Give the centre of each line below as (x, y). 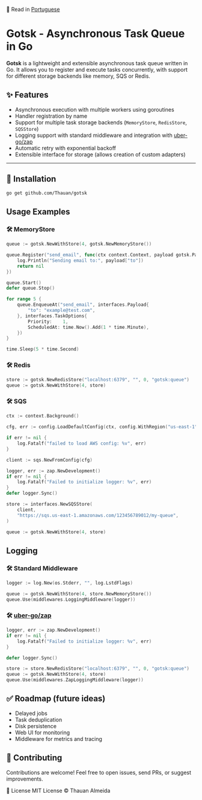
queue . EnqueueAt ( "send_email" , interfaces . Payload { (83, 305)
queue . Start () (24, 283)
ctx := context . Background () (43, 416)
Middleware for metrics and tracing (58, 738)
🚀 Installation (31, 179)
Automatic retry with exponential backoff (65, 148)
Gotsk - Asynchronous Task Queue (96, 34)
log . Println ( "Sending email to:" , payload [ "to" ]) (81, 260)
